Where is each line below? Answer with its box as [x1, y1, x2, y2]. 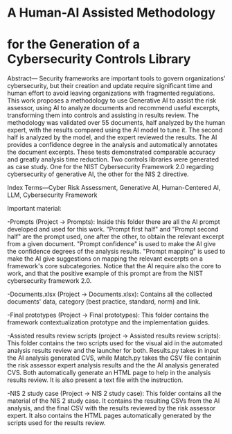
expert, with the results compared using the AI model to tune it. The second [7, 126, 223, 134]
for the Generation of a [7, 37, 141, 53]
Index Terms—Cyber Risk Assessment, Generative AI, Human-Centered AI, [7, 184, 221, 192]
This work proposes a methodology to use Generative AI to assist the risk [7, 96, 217, 105]
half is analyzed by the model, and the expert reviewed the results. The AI [7, 133, 217, 141]
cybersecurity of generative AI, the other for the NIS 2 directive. [7, 170, 189, 178]
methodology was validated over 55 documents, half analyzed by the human [7, 119, 226, 127]
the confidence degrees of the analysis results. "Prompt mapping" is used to [7, 248, 226, 256]
